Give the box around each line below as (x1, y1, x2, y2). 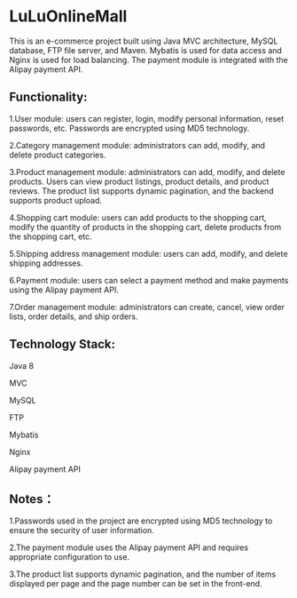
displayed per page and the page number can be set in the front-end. (9, 578, 263, 589)
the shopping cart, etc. (9, 231, 93, 242)
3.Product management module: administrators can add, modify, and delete (9, 166, 285, 177)
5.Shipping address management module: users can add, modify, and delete (9, 248, 288, 259)
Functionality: (9, 90, 88, 105)
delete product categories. (9, 149, 106, 160)
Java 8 (9, 360, 34, 371)
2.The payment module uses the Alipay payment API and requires (9, 542, 249, 553)
